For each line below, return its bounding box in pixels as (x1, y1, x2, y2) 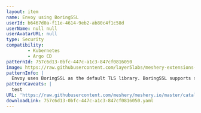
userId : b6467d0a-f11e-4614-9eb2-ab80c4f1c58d (6, 20, 124, 26)
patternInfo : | (6, 70, 44, 76)
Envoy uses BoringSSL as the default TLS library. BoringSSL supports (11, 75, 191, 81)
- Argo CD (28, 53, 52, 59)
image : (6, 64, 23, 71)
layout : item (6, 8, 39, 15)
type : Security (6, 36, 44, 42)
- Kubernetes (28, 48, 60, 54)
